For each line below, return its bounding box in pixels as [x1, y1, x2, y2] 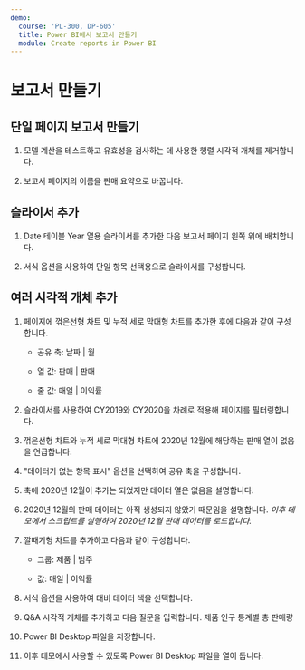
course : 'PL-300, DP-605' [18, 22, 117, 31]
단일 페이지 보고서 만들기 [10, 119, 139, 134]
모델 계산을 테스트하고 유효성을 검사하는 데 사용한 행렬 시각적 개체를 [23, 145, 263, 156]
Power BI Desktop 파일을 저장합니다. [23, 631, 156, 642]
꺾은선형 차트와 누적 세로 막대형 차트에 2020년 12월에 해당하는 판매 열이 [23, 434, 279, 445]
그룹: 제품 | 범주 [36, 554, 93, 565]
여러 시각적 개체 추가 [10, 290, 118, 306]
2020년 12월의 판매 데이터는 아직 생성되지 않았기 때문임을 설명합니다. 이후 [23, 504, 286, 515]
